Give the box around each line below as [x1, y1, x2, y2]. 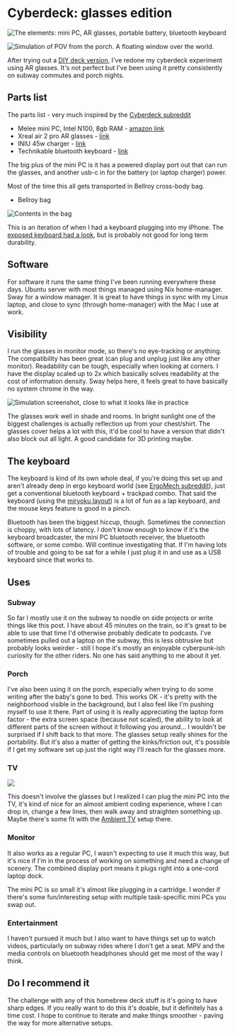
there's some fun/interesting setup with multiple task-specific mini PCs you [7, 892, 226, 901]
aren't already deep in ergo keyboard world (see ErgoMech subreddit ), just [7, 482, 226, 490]
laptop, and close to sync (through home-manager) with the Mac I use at [7, 300, 219, 308]
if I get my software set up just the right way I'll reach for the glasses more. [7, 745, 226, 754]
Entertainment [7, 918, 58, 928]
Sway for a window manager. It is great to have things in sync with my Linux [7, 292, 229, 301]
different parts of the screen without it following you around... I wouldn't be [7, 723, 226, 731]
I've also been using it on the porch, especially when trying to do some [7, 685, 214, 694]
